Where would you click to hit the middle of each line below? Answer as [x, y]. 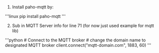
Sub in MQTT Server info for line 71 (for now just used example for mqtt [83, 26]
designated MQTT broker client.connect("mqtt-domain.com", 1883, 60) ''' [78, 45]
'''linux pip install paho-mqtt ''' [36, 16]
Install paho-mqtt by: [33, 7]
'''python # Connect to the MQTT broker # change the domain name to [75, 40]
